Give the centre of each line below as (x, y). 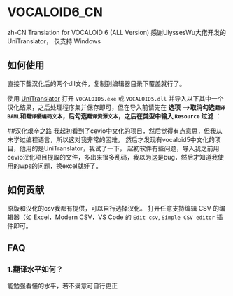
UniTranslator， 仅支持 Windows (54, 41)
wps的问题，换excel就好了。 (61, 166)
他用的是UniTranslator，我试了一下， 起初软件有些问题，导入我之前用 (119, 148)
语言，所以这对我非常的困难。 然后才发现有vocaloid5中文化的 (126, 139)
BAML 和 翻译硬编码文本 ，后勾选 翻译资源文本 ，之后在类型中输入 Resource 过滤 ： (114, 115)
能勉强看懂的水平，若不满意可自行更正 (62, 286)
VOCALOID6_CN (55, 12)
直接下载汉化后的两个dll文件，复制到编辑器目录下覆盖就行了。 (97, 83)
